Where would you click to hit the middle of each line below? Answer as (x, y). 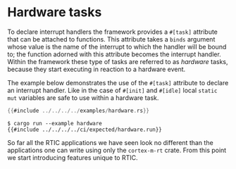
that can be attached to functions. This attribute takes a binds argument (111, 39)
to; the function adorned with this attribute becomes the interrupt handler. (114, 54)
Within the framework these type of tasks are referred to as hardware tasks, (118, 61)
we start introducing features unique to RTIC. (73, 157)
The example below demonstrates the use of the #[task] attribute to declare (118, 82)
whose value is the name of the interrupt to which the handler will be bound (117, 46)
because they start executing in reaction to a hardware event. (97, 69)
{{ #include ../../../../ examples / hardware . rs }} (79, 111)
